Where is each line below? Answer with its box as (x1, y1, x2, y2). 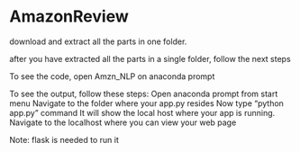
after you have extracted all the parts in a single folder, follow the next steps (9, 53, 291, 64)
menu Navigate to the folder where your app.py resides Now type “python (9, 97, 284, 109)
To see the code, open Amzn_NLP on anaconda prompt (9, 70, 215, 82)
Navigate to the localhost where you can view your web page (9, 117, 237, 128)
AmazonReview (9, 6, 129, 27)
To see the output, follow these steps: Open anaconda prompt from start (9, 88, 278, 99)
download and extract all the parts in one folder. (9, 36, 187, 47)
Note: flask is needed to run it (9, 134, 120, 145)
